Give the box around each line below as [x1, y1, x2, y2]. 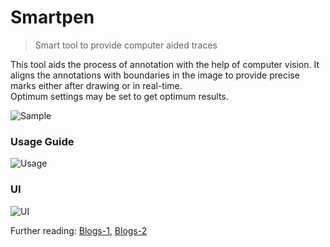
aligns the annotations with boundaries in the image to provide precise [10, 69, 300, 81]
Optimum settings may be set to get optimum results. [10, 90, 229, 102]
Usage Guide [10, 134, 75, 148]
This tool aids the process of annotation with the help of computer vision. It [10, 58, 320, 70]
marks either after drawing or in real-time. [10, 79, 183, 91]
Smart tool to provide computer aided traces [34, 39, 218, 51]
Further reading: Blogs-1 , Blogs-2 [10, 224, 148, 236]
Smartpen [10, 6, 95, 29]
